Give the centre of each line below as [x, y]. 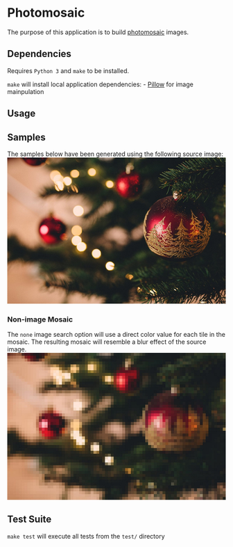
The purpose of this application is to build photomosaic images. [98, 32]
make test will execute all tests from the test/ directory [86, 536]
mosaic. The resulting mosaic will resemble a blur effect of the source [107, 342]
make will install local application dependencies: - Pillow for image [101, 84]
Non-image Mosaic [40, 319]
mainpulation [26, 91]
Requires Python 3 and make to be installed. [68, 70]
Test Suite [29, 520]
